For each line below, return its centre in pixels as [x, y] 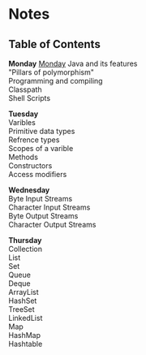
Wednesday [29, 190]
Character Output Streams [52, 225]
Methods [24, 157]
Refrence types [34, 140]
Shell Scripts [30, 98]
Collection [26, 249]
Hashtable [26, 344]
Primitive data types [42, 131]
